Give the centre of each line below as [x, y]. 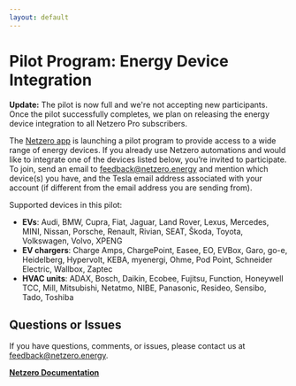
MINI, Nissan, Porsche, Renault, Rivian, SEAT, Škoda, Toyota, [133, 231]
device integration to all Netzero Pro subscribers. [99, 123]
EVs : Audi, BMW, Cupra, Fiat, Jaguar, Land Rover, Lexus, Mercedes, [145, 221]
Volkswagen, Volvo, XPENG [72, 241]
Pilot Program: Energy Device [119, 61]
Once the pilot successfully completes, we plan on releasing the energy [140, 114]
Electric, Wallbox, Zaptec [67, 269]
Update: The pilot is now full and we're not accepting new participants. [138, 104]
